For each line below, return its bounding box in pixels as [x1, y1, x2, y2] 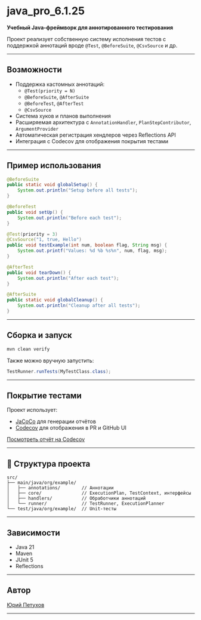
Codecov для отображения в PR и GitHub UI [15, 424, 127, 431]
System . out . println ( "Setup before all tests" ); [17, 187, 138, 193]
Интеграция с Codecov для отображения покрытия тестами [15, 137, 169, 144]
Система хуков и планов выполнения [15, 112, 111, 119]
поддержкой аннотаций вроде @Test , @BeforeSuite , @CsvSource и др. [7, 42, 178, 49]
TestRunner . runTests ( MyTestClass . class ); [7, 368, 112, 374]
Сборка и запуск [7, 330, 72, 341]
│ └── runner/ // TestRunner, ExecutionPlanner [7, 501, 165, 507]
